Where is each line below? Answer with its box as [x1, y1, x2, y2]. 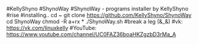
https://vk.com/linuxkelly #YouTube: [6, 24, 97, 31]
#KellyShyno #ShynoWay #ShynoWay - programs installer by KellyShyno [6, 5, 189, 12]
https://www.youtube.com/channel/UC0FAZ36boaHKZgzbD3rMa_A [6, 31, 177, 38]
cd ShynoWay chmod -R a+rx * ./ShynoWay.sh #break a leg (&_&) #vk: [6, 18, 183, 25]
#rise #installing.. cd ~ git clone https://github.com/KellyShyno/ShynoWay [6, 11, 192, 19]
